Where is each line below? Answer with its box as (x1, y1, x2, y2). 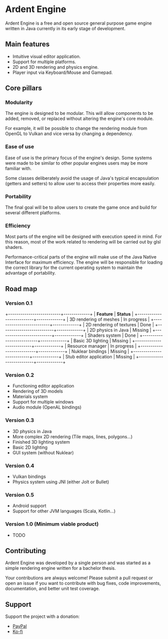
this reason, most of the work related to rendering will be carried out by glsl (5, 239, 161, 245)
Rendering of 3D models (12, 388, 63, 395)
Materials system (12, 394, 48, 400)
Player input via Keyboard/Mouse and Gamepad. (12, 69, 113, 75)
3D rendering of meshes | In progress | (69, 316, 150, 322)
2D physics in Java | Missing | (89, 327, 151, 333)
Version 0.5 (5, 491, 34, 498)
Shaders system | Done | (87, 332, 139, 338)
